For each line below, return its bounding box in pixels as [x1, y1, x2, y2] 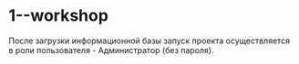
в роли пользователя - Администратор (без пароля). [8, 44, 215, 55]
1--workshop [8, 5, 108, 26]
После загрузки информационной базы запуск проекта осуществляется [8, 35, 291, 46]
